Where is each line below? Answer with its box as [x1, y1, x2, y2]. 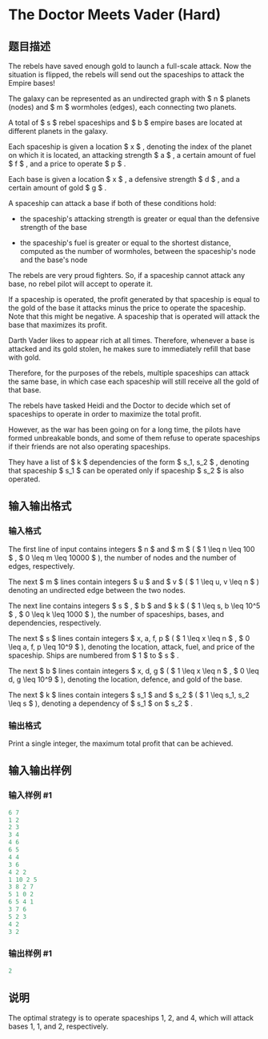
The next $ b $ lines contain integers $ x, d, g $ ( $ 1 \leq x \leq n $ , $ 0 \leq [8, 666, 260, 675]
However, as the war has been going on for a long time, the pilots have [8, 425, 242, 434]
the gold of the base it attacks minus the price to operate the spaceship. [8, 303, 246, 312]
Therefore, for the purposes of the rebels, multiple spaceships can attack [8, 368, 250, 377]
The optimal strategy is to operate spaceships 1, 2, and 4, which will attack [8, 1013, 254, 1022]
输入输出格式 [8, 499, 72, 513]
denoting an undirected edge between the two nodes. [8, 585, 186, 594]
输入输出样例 [8, 763, 72, 778]
